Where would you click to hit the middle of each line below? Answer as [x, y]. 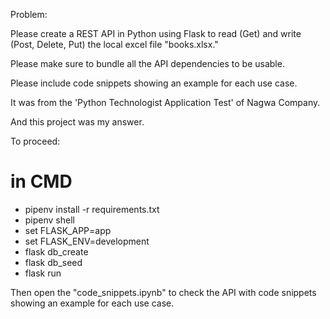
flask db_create [56, 251]
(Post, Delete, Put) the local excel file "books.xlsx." [114, 44]
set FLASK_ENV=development [87, 241]
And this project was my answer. [77, 122]
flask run [43, 273]
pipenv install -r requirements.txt [92, 209]
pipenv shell [49, 220]
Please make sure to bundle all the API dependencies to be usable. [147, 63]
